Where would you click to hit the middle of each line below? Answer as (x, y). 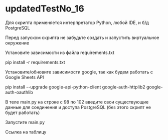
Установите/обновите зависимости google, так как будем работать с (79, 72)
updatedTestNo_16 (45, 9)
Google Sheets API (25, 77)
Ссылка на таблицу (26, 132)
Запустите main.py (25, 122)
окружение (17, 42)
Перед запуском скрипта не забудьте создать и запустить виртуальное (82, 37)
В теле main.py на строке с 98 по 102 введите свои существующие (77, 102)
